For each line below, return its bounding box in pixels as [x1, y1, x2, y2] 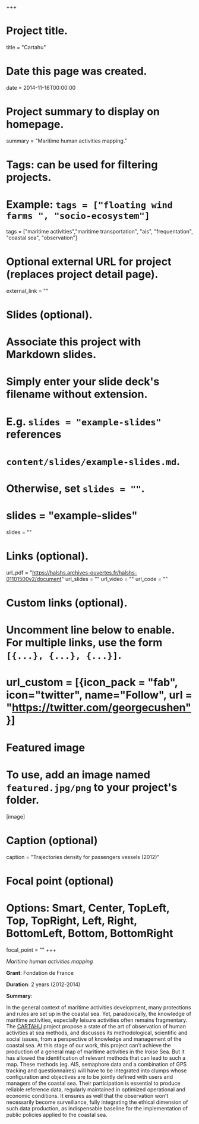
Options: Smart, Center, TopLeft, [6, 901, 170, 915]
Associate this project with [6, 335, 141, 349]
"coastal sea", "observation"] [6, 234, 78, 241]
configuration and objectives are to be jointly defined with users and [6, 1073, 173, 1080]
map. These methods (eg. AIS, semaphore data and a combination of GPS [6, 1060, 187, 1068]
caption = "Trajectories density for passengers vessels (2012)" [6, 853, 160, 860]
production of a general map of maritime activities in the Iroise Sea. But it [6, 1048, 185, 1055]
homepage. [6, 118, 64, 131]
